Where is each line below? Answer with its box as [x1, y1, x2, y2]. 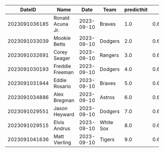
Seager [53, 55, 70, 62]
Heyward [53, 111, 75, 118]
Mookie [53, 35, 71, 41]
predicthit [124, 6, 148, 13]
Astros [100, 94, 115, 101]
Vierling [53, 139, 72, 146]
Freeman [53, 69, 74, 75]
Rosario [53, 83, 71, 89]
